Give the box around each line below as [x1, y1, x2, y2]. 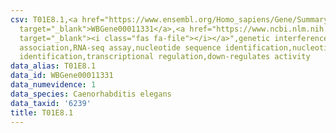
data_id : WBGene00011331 [10, 71, 114, 81]
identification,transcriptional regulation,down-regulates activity [19, 52, 311, 62]
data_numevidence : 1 [10, 80, 97, 90]
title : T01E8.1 [10, 107, 74, 118]
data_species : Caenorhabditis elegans [10, 89, 172, 99]
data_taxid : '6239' [10, 98, 92, 108]
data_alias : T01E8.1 [10, 61, 97, 71]
